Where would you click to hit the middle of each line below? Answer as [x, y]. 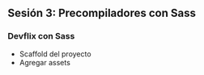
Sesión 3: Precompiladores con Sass [102, 13]
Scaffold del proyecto [55, 54]
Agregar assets [45, 62]
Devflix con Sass [41, 36]
